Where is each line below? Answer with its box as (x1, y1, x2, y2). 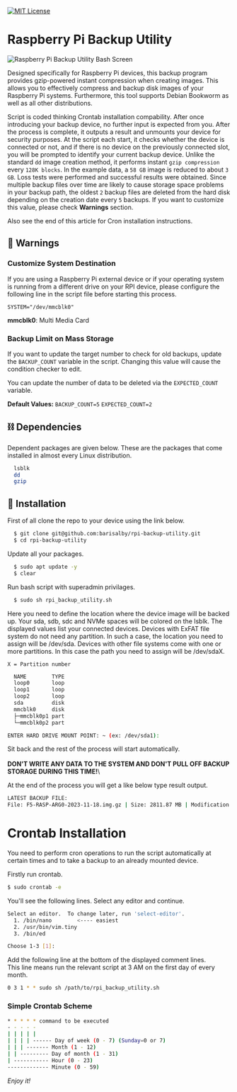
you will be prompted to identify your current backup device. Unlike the (7, 150, 215, 159)
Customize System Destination (7, 259, 116, 269)
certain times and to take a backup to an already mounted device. (7, 857, 199, 865)
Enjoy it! (7, 1076, 31, 1085)
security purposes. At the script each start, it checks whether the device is (7, 135, 225, 143)
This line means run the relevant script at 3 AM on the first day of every (7, 963, 216, 971)
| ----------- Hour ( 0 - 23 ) (7, 1057, 93, 1064)
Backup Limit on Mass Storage (7, 333, 115, 343)
